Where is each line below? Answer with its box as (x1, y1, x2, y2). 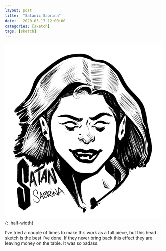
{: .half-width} (5, 220, 34, 226)
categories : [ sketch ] (5, 24, 50, 29)
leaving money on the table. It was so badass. (5, 240, 99, 246)
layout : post (5, 8, 32, 13)
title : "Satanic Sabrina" (5, 13, 61, 18)
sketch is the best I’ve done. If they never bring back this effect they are (5, 235, 153, 241)
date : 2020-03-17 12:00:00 (5, 18, 66, 23)
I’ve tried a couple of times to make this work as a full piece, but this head (5, 230, 157, 236)
